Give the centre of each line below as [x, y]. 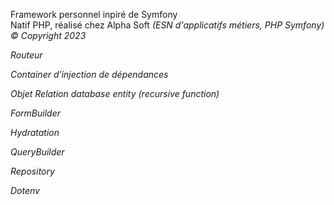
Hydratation [35, 132]
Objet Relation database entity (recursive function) [115, 93]
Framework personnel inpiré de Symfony [94, 14]
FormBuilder [36, 113]
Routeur [26, 55]
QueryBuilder [37, 152]
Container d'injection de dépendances [89, 74]
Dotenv [25, 190]
